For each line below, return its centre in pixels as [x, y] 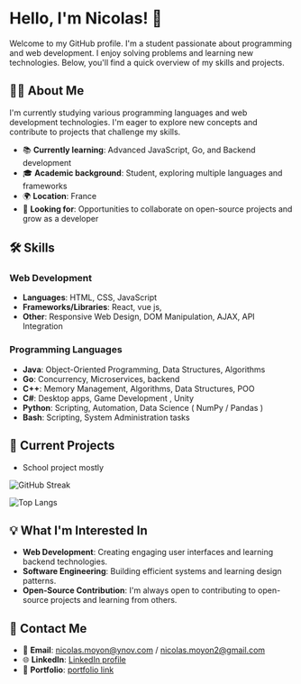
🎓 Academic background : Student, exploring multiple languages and [152, 173]
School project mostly [63, 467]
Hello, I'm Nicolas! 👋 [86, 18]
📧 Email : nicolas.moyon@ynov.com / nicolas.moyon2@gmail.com [144, 650]
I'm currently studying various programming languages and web [128, 113]
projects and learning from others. [114, 600]
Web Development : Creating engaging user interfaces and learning [148, 552]
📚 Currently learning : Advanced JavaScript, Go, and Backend [139, 150]
